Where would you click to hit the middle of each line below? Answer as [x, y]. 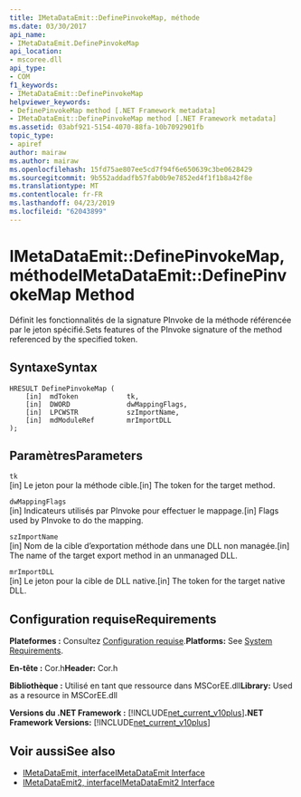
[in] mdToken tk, [83, 396]
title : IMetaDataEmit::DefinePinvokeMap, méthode [105, 18]
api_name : [28, 34]
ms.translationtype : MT [54, 187]
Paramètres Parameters [76, 455]
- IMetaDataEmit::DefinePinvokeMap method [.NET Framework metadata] [143, 119]
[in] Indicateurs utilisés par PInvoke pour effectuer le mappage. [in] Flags [144, 511]
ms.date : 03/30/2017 [48, 26]
